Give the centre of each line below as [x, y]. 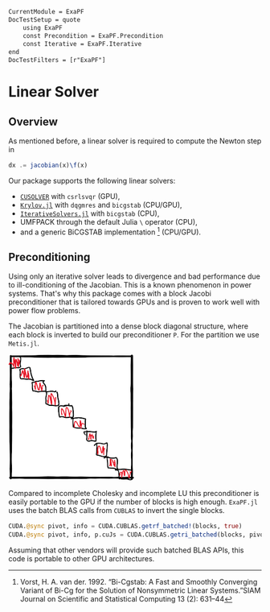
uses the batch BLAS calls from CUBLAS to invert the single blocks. [117, 511]
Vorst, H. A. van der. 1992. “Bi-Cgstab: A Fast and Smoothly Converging [139, 582]
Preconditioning [49, 257]
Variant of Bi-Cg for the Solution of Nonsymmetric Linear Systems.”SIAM [140, 590]
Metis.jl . [24, 343]
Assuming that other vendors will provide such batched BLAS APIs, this [126, 550]
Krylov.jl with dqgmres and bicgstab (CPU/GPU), [101, 205]
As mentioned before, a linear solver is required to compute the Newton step [135, 141]
